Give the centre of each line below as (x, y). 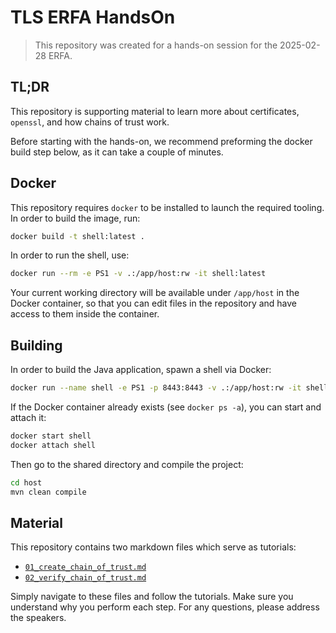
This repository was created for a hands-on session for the (156, 45)
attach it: (28, 417)
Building (36, 345)
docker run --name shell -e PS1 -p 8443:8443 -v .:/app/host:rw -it (156, 388)
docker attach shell (53, 445)
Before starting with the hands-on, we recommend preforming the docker (161, 141)
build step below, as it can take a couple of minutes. (117, 152)
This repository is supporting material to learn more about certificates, (155, 111)
